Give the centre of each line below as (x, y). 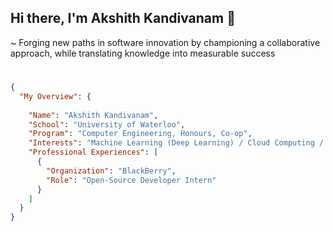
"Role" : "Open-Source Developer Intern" (131, 180)
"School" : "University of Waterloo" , (107, 124)
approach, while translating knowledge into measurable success (143, 53)
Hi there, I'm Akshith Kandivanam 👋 (123, 18)
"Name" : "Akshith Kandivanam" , (93, 115)
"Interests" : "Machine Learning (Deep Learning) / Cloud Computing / (176, 143)
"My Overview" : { (55, 96)
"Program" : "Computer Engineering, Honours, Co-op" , (140, 134)
